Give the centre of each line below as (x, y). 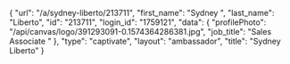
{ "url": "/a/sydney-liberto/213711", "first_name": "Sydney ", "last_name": (142, 13)
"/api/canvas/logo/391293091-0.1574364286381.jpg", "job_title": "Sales (141, 32)
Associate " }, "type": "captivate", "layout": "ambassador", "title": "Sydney (145, 41)
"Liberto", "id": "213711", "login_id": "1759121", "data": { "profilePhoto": (138, 22)
